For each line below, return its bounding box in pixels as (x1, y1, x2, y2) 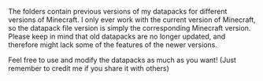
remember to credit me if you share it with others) (8, 64, 169, 73)
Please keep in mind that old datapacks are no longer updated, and (8, 31, 226, 41)
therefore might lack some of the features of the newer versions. (8, 40, 218, 50)
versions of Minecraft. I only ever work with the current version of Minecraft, (8, 15, 256, 24)
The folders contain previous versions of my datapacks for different (8, 7, 228, 16)
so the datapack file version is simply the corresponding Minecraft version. (8, 24, 251, 32)
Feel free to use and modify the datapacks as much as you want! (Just (8, 55, 236, 64)
